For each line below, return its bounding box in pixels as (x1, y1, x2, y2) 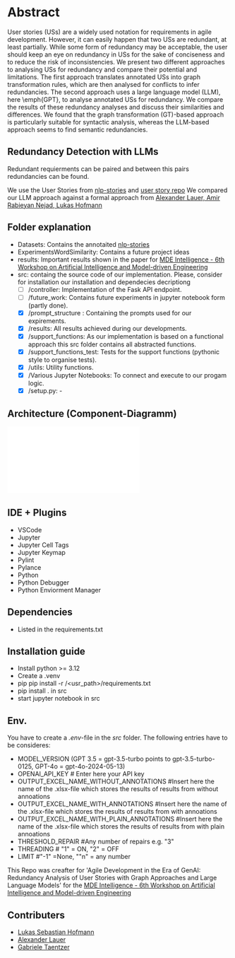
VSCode (17, 525, 42, 534)
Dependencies (7, 606, 73, 619)
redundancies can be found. (7, 172, 90, 180)
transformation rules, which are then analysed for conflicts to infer (7, 80, 200, 88)
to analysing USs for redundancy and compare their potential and (7, 65, 198, 74)
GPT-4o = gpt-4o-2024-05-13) (35, 762, 126, 771)
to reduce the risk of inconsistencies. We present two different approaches (7, 57, 225, 66)
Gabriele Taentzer (17, 943, 70, 951)
